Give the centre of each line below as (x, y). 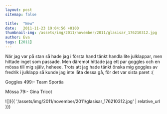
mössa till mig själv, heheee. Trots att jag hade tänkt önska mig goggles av (82, 67)
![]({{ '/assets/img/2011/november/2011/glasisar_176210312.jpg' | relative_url (83, 101)
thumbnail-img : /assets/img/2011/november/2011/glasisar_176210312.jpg (81, 33)
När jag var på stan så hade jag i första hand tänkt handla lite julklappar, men (84, 56)
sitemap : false (21, 14)
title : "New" (20, 23)
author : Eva (17, 37)
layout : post (19, 10)
